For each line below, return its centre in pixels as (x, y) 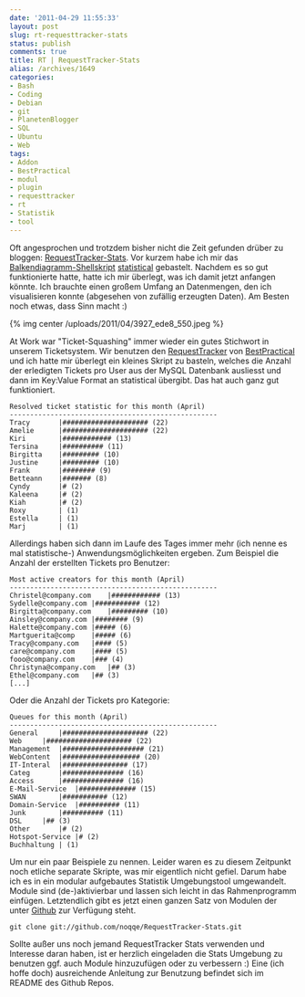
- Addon (24, 162)
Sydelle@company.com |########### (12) (85, 603)
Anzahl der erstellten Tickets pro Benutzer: (90, 562)
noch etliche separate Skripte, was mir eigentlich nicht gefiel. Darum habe (148, 871)
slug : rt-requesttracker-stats (69, 35)
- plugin (26, 188)
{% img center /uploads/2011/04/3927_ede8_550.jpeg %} (117, 323)
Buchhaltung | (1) (44, 845)
